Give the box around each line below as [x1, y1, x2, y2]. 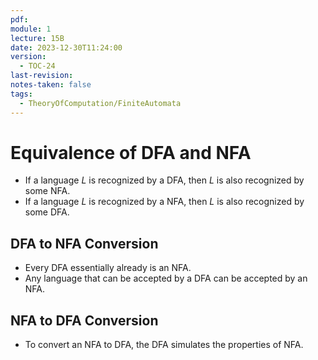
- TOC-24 [19, 61, 56, 71]
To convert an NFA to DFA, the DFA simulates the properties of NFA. [24, 339, 304, 351]
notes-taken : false [10, 80, 92, 90]
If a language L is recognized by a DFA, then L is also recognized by [24, 174, 305, 186]
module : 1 [10, 24, 52, 34]
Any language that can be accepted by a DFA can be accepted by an [24, 272, 308, 285]
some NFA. [24, 185, 71, 197]
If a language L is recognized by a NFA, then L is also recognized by [24, 196, 305, 208]
